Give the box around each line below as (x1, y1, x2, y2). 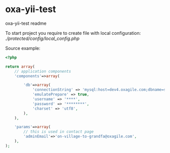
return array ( (5, 64, 35, 69)
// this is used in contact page (23, 129, 94, 134)
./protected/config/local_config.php (5, 35, 80, 41)
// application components (14, 69, 71, 74)
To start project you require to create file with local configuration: (5, 30, 141, 36)
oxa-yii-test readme (5, 20, 47, 26)
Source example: (5, 45, 40, 51)
